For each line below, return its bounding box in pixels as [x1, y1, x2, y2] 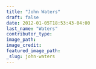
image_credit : [6, 43, 42, 49]
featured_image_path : [6, 48, 61, 54]
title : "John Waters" [6, 8, 61, 15]
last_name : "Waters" [6, 25, 59, 32]
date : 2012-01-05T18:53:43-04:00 [6, 20, 91, 26]
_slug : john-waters [6, 53, 56, 59]
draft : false [6, 14, 39, 20]
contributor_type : [6, 31, 53, 37]
